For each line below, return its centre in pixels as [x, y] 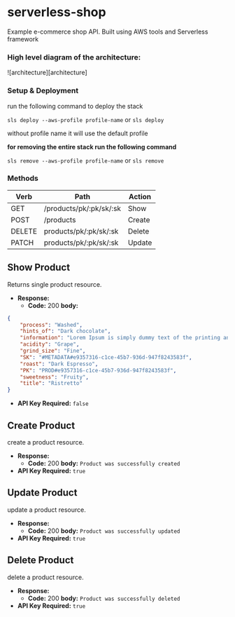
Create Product [41, 425]
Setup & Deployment [43, 90]
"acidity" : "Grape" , [50, 344]
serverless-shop [57, 12]
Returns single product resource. [55, 284]
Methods [23, 178]
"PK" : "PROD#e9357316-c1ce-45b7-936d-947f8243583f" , [98, 370]
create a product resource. [46, 442]
